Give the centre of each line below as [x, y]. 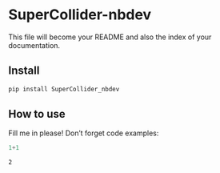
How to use [37, 114]
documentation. [34, 45]
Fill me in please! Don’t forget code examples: [84, 133]
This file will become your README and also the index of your [110, 37]
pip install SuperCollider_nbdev [64, 89]
